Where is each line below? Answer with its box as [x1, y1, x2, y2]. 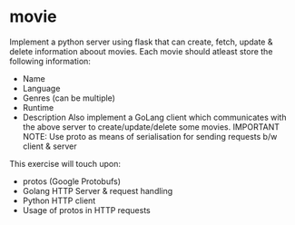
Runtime [22, 102, 54, 112]
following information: [9, 55, 91, 66]
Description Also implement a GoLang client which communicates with [22, 112, 287, 122]
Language [22, 83, 61, 93]
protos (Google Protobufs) [22, 175, 121, 187]
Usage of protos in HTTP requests [22, 204, 152, 215]
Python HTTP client [22, 195, 96, 206]
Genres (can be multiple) [22, 93, 116, 103]
